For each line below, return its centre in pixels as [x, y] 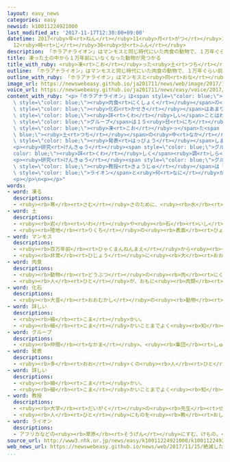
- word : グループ [30, 332]
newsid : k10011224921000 [42, 26]
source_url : [24, 440]
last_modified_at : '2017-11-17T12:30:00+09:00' [76, 33]
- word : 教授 [25, 396]
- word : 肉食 [25, 262]
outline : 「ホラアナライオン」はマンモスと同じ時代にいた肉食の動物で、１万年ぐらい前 [115, 71]
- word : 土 [22, 211]
